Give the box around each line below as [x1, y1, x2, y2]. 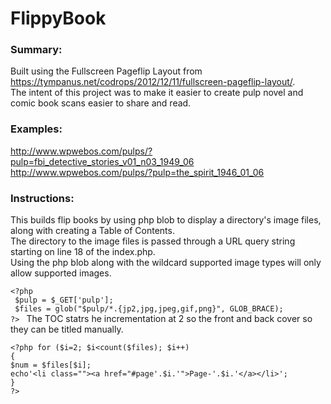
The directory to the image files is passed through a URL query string [10, 235, 296, 247]
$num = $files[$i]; [10, 360, 92, 371]
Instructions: [10, 191, 75, 205]
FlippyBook [10, 7, 107, 30]
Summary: [10, 43, 63, 57]
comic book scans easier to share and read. [10, 97, 192, 109]
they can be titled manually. [10, 323, 124, 336]
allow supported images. [10, 267, 112, 279]
